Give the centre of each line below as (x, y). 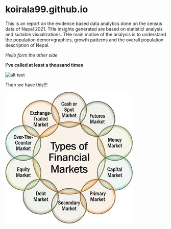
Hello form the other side (31, 55)
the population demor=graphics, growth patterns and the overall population (84, 40)
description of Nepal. (28, 45)
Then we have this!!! (27, 85)
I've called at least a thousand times (44, 65)
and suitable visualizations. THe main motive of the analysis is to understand (86, 34)
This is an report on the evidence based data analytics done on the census (84, 23)
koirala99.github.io (47, 9)
